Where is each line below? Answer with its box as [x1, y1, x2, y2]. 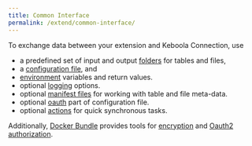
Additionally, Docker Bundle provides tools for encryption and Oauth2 [8, 121, 234, 130]
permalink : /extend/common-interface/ [8, 19, 135, 27]
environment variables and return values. [19, 72, 154, 82]
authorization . [8, 129, 54, 138]
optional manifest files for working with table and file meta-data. [19, 89, 228, 98]
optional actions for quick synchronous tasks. [19, 105, 168, 115]
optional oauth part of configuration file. [19, 97, 150, 107]
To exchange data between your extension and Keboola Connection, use [8, 40, 244, 49]
